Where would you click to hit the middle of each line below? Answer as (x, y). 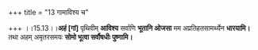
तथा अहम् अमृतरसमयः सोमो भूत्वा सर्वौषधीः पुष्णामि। (71, 37)
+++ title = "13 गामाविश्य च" (48, 12)
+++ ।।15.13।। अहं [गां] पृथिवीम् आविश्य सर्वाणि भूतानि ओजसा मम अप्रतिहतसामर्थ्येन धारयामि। (129, 28)
